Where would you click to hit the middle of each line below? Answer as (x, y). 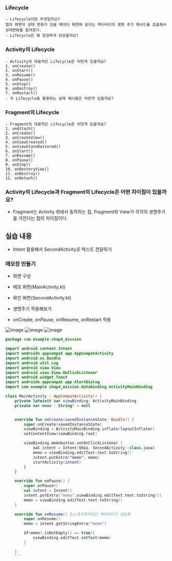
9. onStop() (18, 164)
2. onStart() (19, 70)
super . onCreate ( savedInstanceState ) (63, 424)
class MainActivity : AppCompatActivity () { (54, 396)
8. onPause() (19, 160)
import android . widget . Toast (36, 377)
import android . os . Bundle (33, 358)
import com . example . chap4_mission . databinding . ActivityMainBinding (79, 387)
